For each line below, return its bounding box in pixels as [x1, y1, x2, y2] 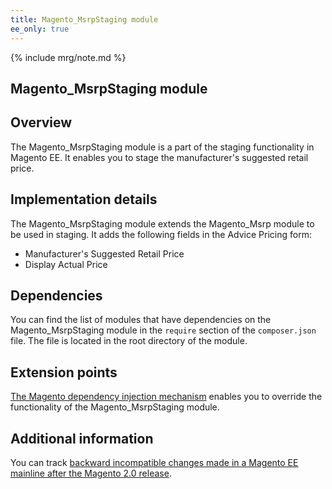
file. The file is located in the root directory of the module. [10, 335, 248, 347]
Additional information [10, 430, 154, 447]
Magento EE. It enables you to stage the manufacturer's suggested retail [10, 151, 309, 163]
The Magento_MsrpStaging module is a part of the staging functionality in [10, 141, 315, 153]
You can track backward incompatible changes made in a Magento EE [10, 456, 299, 468]
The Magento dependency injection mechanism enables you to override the [10, 391, 323, 403]
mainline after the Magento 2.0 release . [10, 467, 172, 479]
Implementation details [10, 191, 158, 208]
